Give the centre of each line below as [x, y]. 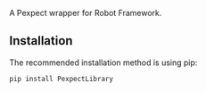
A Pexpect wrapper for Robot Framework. [86, 13]
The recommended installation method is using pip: [103, 63]
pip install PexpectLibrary [62, 79]
